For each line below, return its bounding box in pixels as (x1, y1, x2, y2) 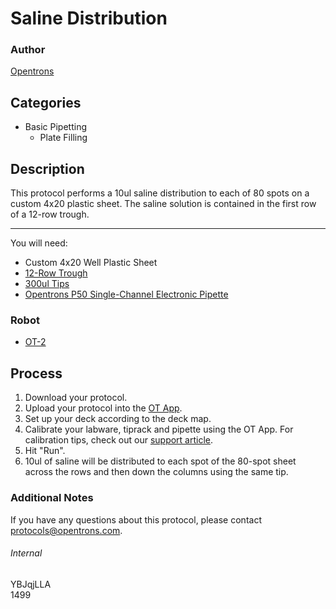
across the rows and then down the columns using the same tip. (24, 466, 289, 478)
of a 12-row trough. (10, 208, 90, 221)
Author (10, 43, 46, 57)
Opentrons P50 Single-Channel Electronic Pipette (24, 288, 229, 301)
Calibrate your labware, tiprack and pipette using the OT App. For (24, 423, 294, 436)
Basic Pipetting (24, 121, 88, 133)
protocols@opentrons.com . (10, 524, 123, 536)
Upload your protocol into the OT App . (24, 402, 183, 414)
